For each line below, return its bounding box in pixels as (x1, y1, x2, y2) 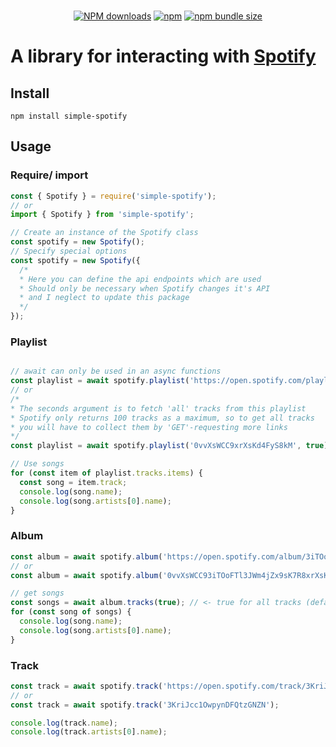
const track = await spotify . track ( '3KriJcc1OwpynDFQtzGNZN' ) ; (10, 700, 280, 710)
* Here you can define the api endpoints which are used (19, 274, 262, 284)
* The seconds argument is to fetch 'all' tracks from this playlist (10, 403, 307, 414)
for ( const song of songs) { (10, 607, 132, 617)
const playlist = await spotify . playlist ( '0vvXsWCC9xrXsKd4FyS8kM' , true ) (10, 441, 329, 451)
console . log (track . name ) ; (10, 718, 118, 728)
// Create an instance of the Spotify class (10, 228, 199, 238)
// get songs (10, 588, 65, 599)
